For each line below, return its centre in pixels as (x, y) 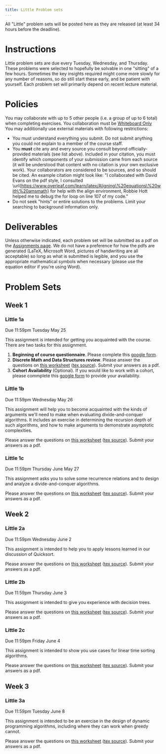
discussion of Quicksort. (30, 554)
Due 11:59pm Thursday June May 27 (42, 469)
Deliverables (31, 227)
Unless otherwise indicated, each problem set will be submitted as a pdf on (82, 240)
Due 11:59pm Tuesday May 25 (36, 330)
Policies (22, 104)
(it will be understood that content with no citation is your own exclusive (85, 164)
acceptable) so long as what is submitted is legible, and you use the (74, 256)
